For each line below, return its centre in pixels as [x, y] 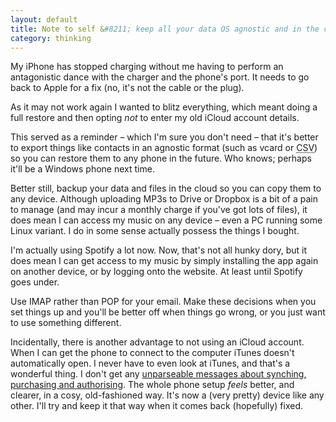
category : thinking [51, 38]
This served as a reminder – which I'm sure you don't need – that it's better [164, 137]
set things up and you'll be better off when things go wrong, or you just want [168, 312]
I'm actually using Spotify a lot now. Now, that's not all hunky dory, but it [159, 250]
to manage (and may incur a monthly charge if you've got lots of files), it [159, 210]
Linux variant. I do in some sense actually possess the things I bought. [155, 231]
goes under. [35, 282]
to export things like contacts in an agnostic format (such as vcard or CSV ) [164, 148]
